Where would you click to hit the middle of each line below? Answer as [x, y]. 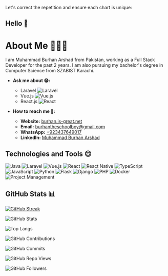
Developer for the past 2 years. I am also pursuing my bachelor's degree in [84, 65]
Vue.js [27, 96]
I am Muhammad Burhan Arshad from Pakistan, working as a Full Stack [80, 60]
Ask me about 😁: [31, 81]
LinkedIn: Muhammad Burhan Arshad [60, 137]
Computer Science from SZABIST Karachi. [50, 71]
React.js [29, 102]
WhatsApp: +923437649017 [51, 132]
